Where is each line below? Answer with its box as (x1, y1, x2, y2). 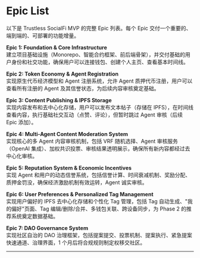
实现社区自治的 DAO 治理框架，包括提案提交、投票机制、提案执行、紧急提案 (6, 231, 192, 238)
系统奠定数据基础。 (11, 212, 58, 219)
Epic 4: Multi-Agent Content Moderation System (6, 130, 129, 137)
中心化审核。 (6, 152, 37, 159)
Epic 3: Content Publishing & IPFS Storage (6, 96, 112, 103)
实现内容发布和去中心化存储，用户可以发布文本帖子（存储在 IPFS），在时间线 (6, 103, 193, 111)
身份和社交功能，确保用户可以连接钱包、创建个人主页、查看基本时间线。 (11, 58, 189, 65)
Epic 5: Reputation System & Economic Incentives (6, 164, 132, 171)
